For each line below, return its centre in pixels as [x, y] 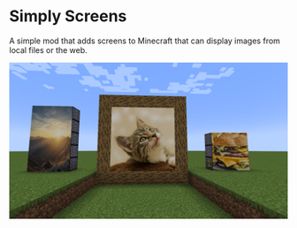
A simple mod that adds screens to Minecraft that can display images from [145, 41]
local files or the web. [49, 49]
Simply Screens [68, 16]
